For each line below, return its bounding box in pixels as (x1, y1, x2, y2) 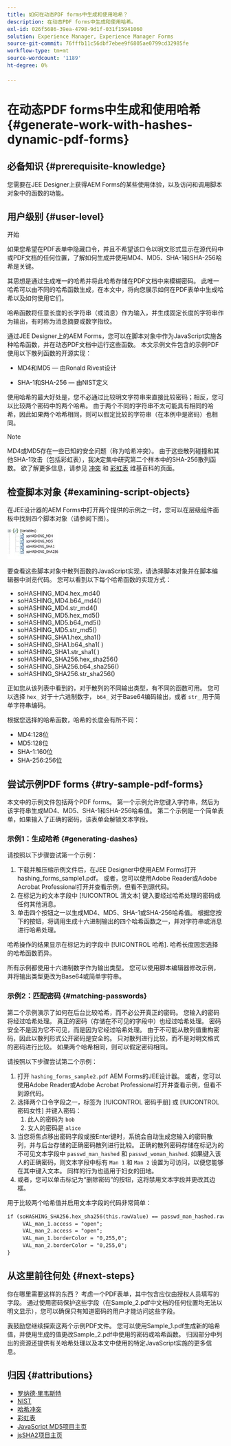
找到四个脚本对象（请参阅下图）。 (19, 514, 113, 523)
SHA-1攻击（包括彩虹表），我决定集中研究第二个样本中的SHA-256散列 (12, 455, 210, 464)
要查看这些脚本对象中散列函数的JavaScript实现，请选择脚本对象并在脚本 (7, 567, 212, 575)
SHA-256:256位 (16, 756, 63, 764)
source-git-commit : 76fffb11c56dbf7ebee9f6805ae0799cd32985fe (7, 40, 189, 48)
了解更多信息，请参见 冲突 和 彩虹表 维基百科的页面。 (26, 464, 179, 472)
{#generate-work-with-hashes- (7, 117, 193, 132)
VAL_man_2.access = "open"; (22, 1228, 103, 1235)
